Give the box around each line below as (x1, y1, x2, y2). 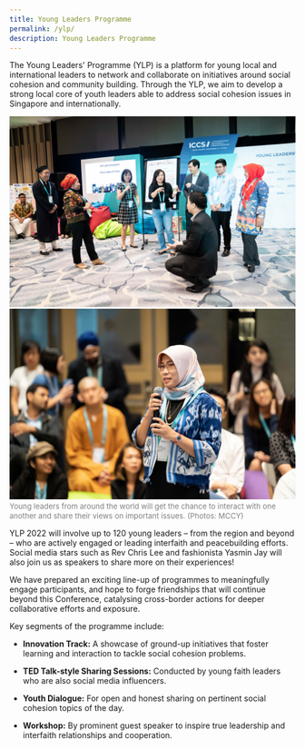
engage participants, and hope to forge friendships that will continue (9, 584, 266, 595)
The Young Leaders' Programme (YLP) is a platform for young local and (9, 60, 277, 71)
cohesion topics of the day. (22, 702, 125, 713)
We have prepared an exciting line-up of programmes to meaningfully (9, 574, 270, 585)
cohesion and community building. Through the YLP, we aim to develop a (9, 79, 283, 90)
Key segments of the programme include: (9, 620, 165, 631)
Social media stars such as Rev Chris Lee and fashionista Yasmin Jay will (9, 547, 283, 557)
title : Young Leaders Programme (9, 15, 132, 24)
